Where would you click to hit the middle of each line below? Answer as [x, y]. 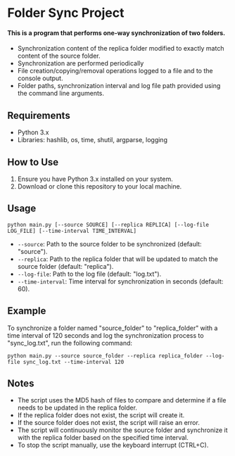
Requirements [39, 115]
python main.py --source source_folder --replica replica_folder [105, 356]
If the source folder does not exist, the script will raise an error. [109, 423]
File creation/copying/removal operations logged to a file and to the [115, 71]
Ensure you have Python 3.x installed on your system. [95, 179]
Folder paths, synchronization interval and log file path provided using [119, 86]
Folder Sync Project [66, 13]
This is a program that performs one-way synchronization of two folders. [116, 32]
